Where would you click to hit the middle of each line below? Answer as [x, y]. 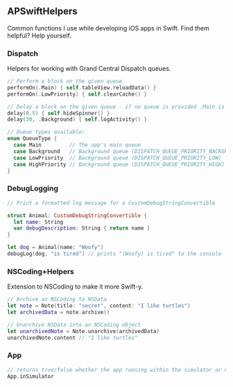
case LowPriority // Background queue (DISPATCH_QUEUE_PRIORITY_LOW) [118, 158]
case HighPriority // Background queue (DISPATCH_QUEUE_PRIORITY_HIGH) [119, 164]
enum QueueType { [32, 139]
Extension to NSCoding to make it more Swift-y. [75, 286]
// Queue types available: [46, 132]
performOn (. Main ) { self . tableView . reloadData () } [82, 87]
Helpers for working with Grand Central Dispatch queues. [89, 69]
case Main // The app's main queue [77, 145]
